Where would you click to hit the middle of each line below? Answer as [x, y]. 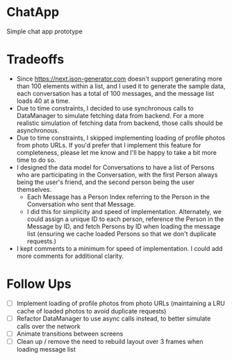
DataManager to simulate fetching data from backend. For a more [110, 115]
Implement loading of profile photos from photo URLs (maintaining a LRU [121, 303]
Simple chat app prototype [44, 31]
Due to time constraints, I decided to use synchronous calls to [105, 108]
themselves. [34, 189]
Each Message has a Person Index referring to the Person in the [118, 197]
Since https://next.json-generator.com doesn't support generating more [119, 79]
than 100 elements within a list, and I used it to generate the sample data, [121, 86]
